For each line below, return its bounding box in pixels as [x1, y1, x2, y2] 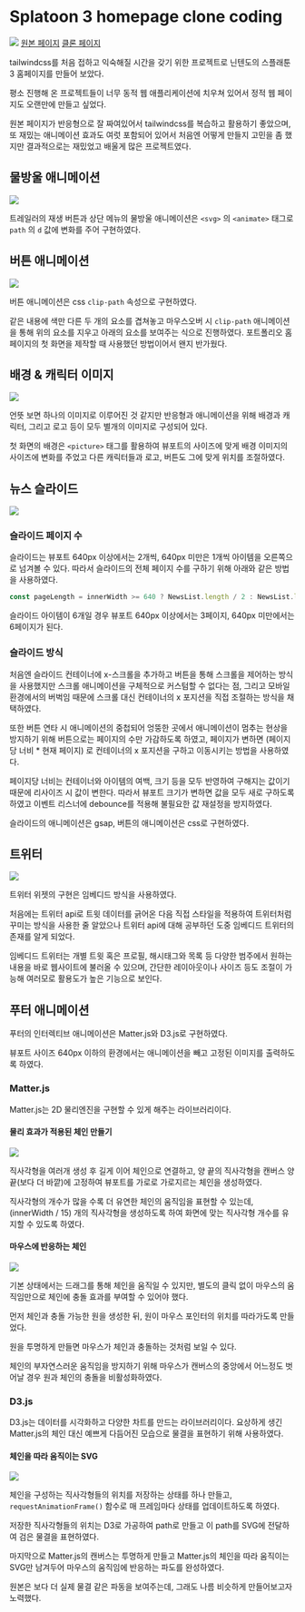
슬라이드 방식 [9, 646, 64, 659]
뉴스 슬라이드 [9, 481, 79, 496]
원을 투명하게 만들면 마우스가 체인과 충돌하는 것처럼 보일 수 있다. [9, 1341, 238, 1352]
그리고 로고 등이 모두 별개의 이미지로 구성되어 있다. [28, 421, 208, 432]
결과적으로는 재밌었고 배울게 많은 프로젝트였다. [25, 141, 192, 152]
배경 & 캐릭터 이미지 [9, 367, 114, 382]
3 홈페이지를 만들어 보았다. [9, 68, 104, 79]
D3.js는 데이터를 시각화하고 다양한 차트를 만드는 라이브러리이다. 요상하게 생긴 [9, 1417, 283, 1428]
